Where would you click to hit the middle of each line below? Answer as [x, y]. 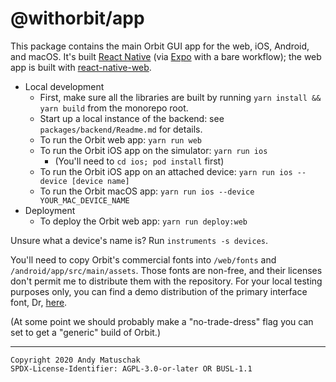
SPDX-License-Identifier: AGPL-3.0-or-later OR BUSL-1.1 [131, 368]
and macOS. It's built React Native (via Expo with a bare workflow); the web [166, 56]
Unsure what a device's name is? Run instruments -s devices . [139, 240]
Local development [64, 86]
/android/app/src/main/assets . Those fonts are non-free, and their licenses [166, 270]
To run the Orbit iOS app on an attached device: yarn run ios [166, 171]
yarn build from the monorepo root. [114, 108]
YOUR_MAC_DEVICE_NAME [84, 200]
